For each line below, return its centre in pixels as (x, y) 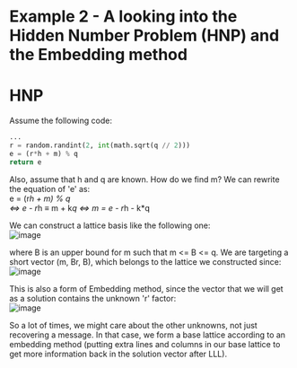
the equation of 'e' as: (50, 188)
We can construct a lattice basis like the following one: (110, 225)
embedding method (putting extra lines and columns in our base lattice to (145, 344)
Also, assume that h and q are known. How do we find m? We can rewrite (144, 179)
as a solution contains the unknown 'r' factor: (93, 298)
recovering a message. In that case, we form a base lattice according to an (147, 335)
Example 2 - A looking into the (123, 17)
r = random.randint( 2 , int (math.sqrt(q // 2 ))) (100, 145)
